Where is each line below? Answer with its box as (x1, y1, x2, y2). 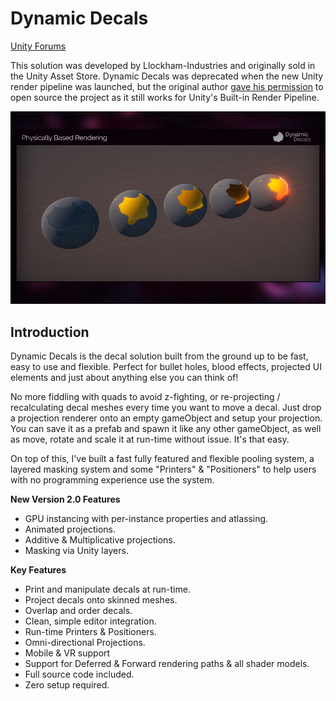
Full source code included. (24, 668, 135, 680)
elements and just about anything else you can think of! (10, 371, 239, 383)
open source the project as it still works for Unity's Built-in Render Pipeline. (10, 91, 320, 103)
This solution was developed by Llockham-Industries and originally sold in (10, 59, 316, 71)
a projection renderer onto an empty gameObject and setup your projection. (10, 412, 323, 424)
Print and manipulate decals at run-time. (24, 583, 191, 595)
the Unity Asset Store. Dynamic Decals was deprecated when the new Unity (10, 70, 324, 82)
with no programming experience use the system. (10, 473, 215, 486)
